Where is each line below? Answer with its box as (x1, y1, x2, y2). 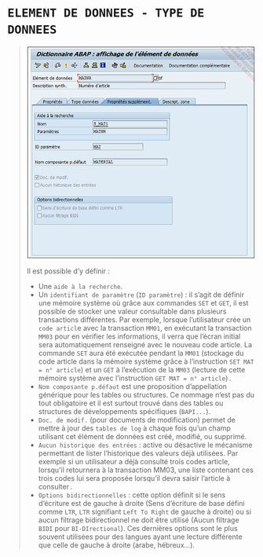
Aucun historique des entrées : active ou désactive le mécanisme (38, 440, 253, 449)
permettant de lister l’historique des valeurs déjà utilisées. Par (38, 448, 239, 458)
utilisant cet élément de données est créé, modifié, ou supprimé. (38, 431, 247, 441)
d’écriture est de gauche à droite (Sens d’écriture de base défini (38, 498, 245, 508)
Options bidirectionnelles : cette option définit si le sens (38, 490, 226, 500)
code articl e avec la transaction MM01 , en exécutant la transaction (38, 323, 252, 332)
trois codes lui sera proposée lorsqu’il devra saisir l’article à (38, 473, 231, 482)
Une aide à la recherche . (38, 281, 123, 291)
